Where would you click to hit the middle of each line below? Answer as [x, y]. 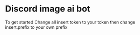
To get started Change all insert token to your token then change [70, 22]
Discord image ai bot [48, 9]
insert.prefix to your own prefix [36, 27]
